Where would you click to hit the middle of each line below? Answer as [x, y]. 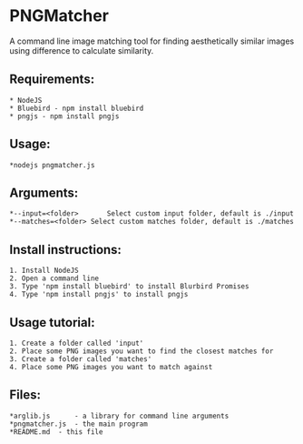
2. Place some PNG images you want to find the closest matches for [142, 351]
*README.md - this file [56, 432]
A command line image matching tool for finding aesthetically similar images [152, 41]
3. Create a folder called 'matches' [81, 359]
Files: [25, 395]
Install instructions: [66, 250]
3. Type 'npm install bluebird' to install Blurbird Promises [129, 287]
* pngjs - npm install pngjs [64, 116]
